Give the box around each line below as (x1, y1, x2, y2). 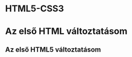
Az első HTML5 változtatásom (5, 45, 101, 54)
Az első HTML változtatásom (5, 26, 127, 37)
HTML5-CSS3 (5, 3, 64, 14)
